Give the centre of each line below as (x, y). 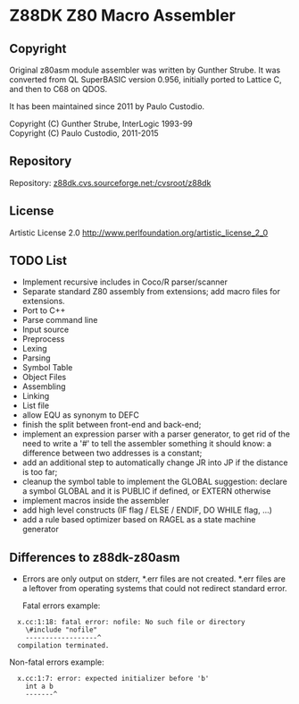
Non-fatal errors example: (57, 662)
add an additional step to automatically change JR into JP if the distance (155, 462)
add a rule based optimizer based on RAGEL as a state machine (139, 520)
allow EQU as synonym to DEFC (81, 415)
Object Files (44, 377)
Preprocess (43, 339)
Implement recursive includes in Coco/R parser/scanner (125, 282)
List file (36, 406)
